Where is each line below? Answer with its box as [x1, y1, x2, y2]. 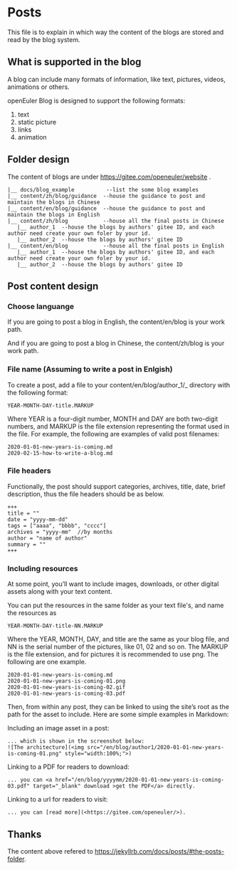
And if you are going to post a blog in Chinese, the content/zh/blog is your [7, 339, 225, 347]
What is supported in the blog [7, 56, 142, 68]
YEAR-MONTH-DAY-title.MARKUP [7, 402, 94, 409]
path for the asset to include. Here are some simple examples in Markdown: [7, 710, 229, 719]
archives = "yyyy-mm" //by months [7, 528, 113, 535]
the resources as [7, 609, 57, 617]
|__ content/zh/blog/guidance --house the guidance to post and [7, 192, 205, 199]
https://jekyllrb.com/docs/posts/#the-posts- [95, 847, 225, 855]
